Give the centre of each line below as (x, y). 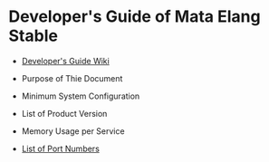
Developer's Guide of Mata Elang (134, 17)
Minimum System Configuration (81, 96)
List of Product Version (64, 113)
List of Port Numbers (61, 148)
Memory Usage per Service (73, 131)
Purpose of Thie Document (72, 78)
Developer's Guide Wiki (65, 61)
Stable (33, 36)
